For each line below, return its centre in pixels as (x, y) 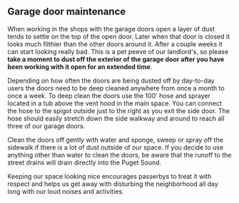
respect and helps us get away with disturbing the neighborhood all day (113, 184)
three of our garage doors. (46, 126)
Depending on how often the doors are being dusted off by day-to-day (111, 80)
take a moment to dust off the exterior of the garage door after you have (116, 59)
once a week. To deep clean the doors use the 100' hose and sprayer (109, 95)
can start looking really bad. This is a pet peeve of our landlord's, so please (118, 51)
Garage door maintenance (67, 12)
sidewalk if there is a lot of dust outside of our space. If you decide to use (115, 147)
